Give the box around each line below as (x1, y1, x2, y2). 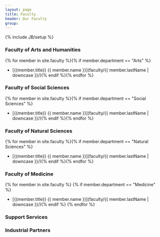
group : (5, 21, 19, 26)
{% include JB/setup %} (5, 34, 54, 40)
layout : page (5, 7, 32, 12)
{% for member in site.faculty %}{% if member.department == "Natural (5, 139, 149, 145)
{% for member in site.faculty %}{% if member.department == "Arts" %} (5, 57, 151, 64)
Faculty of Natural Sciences (5, 128, 72, 134)
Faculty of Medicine (5, 171, 54, 177)
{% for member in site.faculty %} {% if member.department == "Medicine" (5, 182, 156, 188)
